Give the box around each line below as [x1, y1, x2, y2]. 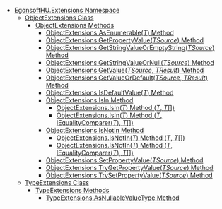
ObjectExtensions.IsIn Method [45, 96, 134, 104]
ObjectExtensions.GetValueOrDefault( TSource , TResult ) [45, 73, 209, 82]
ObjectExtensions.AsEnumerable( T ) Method [45, 28, 175, 37]
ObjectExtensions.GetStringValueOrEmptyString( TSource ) [45, 44, 215, 52]
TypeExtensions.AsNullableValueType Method [45, 193, 180, 202]
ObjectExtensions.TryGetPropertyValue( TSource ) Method [45, 164, 214, 172]
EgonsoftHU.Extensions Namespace [13, 6, 120, 14]
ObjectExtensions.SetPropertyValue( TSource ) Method [45, 156, 204, 165]
